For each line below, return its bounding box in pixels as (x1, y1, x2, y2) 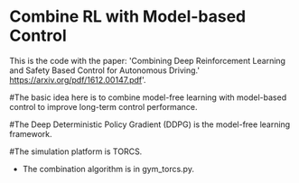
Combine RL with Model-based (9, 6, 247, 27)
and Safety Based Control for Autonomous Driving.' (9, 65, 201, 76)
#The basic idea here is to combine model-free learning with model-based (9, 92, 287, 103)
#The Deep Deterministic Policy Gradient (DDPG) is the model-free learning (9, 119, 291, 130)
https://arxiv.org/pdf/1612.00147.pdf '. (9, 74, 146, 85)
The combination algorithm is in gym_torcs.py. (22, 163, 194, 174)
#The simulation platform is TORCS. (9, 146, 143, 157)
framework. (9, 128, 52, 139)
